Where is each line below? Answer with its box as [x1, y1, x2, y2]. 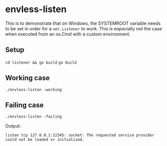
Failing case [5, 101, 44, 109]
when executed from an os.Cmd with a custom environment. [5, 31, 131, 37]
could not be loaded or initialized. [5, 137, 85, 142]
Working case [5, 74, 50, 82]
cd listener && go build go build [5, 60, 77, 65]
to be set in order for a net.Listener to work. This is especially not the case [5, 25, 162, 31]
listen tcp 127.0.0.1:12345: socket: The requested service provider [5, 133, 155, 138]
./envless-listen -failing [5, 114, 62, 119]
